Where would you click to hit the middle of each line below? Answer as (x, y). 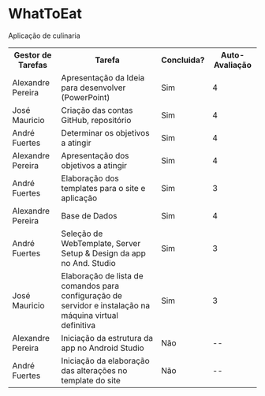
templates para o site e (103, 188)
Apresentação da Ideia (103, 77)
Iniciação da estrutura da (107, 338)
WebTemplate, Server (101, 243)
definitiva (78, 325)
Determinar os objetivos (105, 133)
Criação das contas (97, 110)
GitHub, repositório (96, 120)
